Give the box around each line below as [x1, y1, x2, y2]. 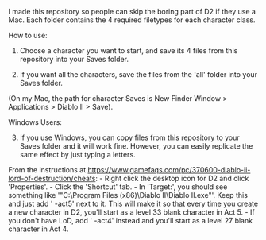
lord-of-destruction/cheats [8, 174, 96, 183]
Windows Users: [8, 118, 62, 126]
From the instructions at [8, 165, 87, 174]
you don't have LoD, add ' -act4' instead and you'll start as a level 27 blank [8, 216, 253, 225]
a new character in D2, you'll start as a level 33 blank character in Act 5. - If [8, 207, 256, 217]
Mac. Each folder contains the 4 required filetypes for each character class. [8, 15, 256, 25]
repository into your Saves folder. [19, 55, 129, 64]
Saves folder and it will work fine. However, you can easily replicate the [19, 141, 253, 150]
